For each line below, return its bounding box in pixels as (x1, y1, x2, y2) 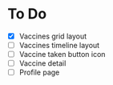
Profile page (18, 67, 60, 77)
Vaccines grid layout (18, 31, 87, 41)
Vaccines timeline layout (18, 41, 100, 50)
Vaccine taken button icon (18, 50, 106, 59)
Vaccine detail (18, 59, 67, 68)
